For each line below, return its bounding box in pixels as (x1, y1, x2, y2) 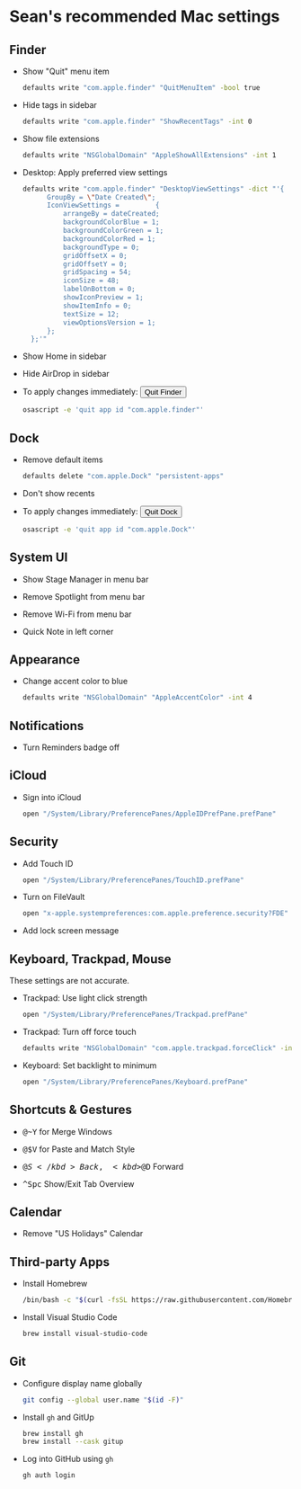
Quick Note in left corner (22, 626, 114, 637)
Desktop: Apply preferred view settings (22, 166, 168, 177)
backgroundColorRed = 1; (62, 234, 156, 244)
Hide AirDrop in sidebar (22, 369, 110, 379)
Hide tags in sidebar (22, 99, 97, 110)
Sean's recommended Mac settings (9, 6, 280, 27)
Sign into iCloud (22, 791, 82, 802)
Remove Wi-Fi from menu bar (22, 609, 132, 620)
